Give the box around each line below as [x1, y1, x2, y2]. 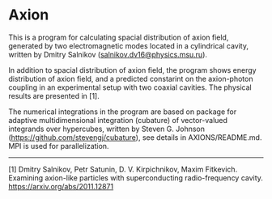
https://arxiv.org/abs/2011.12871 [8, 181, 114, 191]
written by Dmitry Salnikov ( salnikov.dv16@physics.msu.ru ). [8, 49, 208, 59]
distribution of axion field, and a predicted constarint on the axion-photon [8, 74, 253, 83]
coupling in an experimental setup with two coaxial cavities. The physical [8, 83, 253, 92]
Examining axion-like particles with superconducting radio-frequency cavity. [8, 172, 263, 183]
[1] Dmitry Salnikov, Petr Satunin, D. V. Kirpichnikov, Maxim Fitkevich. [8, 164, 238, 174]
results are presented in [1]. [8, 91, 100, 100]
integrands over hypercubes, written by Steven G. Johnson [8, 124, 205, 133]
